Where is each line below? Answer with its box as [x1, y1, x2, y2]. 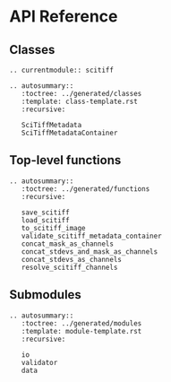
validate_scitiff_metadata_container [21, 231, 163, 240]
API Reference [9, 6, 118, 27]
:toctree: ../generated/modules [21, 318, 142, 328]
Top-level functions [9, 152, 122, 168]
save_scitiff [21, 208, 70, 217]
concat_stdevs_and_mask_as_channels [21, 247, 158, 256]
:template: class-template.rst [21, 97, 139, 106]
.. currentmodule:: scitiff [9, 65, 115, 74]
